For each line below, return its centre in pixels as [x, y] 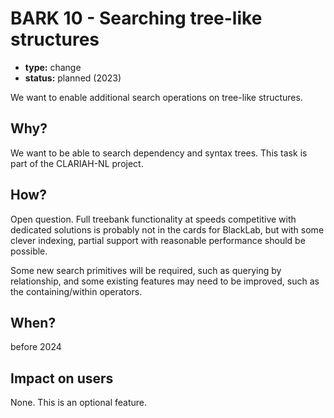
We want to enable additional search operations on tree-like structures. [156, 97]
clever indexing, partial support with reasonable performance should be [158, 240]
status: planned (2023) [73, 78]
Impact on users [62, 378]
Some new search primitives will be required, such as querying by [146, 270]
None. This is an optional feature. [78, 403]
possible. [29, 251]
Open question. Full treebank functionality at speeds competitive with [153, 219]
